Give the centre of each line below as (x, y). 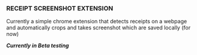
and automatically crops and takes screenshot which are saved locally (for (98, 27)
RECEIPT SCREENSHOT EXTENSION (60, 8)
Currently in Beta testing (38, 45)
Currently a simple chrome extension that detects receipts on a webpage (97, 22)
